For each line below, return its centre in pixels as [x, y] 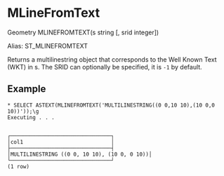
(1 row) [19, 166]
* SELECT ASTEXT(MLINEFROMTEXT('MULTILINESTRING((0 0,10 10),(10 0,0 [111, 105]
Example [27, 89]
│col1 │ [61, 142]
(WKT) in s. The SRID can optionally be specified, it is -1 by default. [105, 67]
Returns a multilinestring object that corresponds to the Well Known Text [112, 59]
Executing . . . [31, 117]
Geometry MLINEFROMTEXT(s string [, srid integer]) [83, 32]
